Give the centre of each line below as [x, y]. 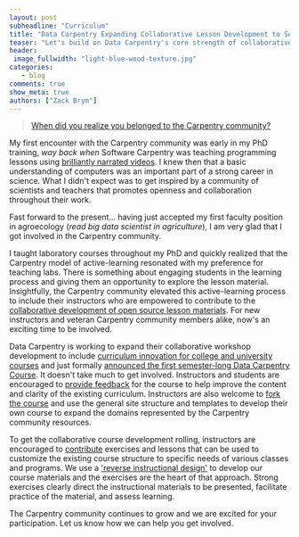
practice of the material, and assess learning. [92, 497]
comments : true [37, 84]
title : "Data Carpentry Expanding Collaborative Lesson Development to [145, 34]
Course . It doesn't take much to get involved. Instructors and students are [145, 375]
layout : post [33, 17]
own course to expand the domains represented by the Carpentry [129, 413]
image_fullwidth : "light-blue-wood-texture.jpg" [105, 59]
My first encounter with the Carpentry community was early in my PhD [139, 143]
